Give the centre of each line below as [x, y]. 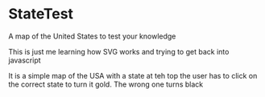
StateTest [41, 14]
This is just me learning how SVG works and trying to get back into [119, 51]
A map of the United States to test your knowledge [92, 36]
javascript [25, 60]
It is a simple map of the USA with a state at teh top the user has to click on [133, 75]
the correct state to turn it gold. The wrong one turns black [106, 84]
